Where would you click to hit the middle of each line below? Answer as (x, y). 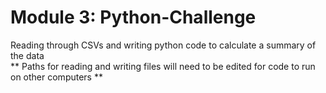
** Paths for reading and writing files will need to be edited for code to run (163, 66)
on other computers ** (56, 77)
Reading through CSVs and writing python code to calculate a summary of (163, 45)
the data (27, 55)
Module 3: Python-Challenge (133, 17)
